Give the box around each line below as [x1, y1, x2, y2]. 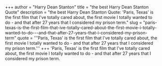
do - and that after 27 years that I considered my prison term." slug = [5, 19, 142, 25]
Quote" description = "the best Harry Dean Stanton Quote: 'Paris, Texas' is [5, 9, 154, 15]
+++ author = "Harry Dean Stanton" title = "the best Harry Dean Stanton [5, 4, 149, 10]
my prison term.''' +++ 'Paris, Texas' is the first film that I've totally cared [5, 46, 150, 51]
